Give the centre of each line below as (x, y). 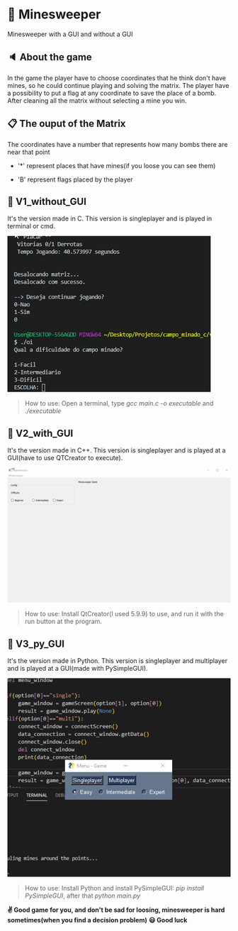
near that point (29, 152)
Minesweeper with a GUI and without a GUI (70, 34)
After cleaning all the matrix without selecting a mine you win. (97, 100)
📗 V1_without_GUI (47, 201)
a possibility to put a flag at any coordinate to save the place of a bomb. (112, 93)
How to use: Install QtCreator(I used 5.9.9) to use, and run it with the (124, 614)
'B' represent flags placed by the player (75, 179)
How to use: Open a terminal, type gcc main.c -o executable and (119, 403)
